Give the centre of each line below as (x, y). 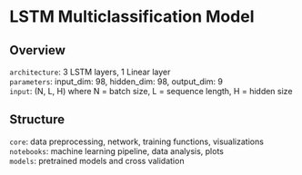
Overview (38, 50)
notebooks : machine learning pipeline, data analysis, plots (117, 151)
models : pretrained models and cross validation (97, 160)
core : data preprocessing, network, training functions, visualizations (136, 141)
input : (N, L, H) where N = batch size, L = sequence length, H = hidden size (151, 91)
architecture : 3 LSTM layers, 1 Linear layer (90, 72)
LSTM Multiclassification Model (132, 17)
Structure (37, 120)
